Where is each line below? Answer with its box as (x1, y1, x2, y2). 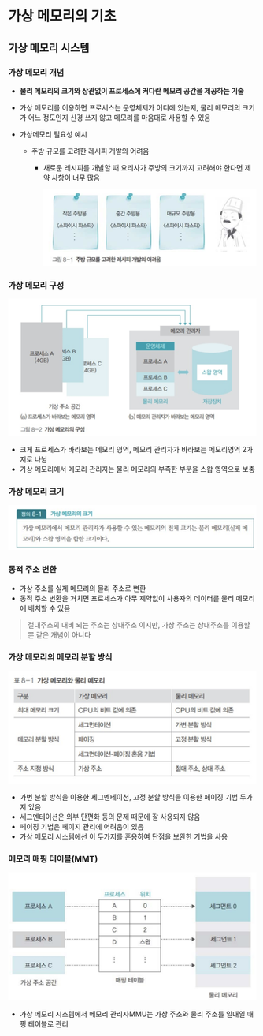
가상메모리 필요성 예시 (19, 129, 88, 139)
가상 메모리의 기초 (8, 7, 117, 25)
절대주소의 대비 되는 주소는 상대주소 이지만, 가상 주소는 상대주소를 (27, 620, 230, 630)
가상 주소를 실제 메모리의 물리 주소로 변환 (19, 583, 146, 593)
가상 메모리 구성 (8, 279, 65, 290)
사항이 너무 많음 (51, 173, 101, 182)
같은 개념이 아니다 (35, 630, 91, 639)
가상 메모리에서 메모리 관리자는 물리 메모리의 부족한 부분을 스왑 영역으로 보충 (19, 465, 256, 474)
